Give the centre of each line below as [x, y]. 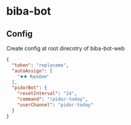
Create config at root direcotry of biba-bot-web [66, 48]
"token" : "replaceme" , [40, 65]
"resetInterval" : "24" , [47, 94]
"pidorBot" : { [29, 88]
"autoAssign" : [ [32, 71]
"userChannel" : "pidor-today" [55, 105]
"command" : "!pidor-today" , [52, 99]
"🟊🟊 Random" [33, 77]
